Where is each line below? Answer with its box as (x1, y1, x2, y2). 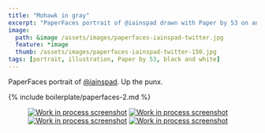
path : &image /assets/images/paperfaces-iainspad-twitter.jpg (15, 33, 224, 42)
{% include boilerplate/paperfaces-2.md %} (8, 92, 151, 102)
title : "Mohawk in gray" (8, 11, 90, 20)
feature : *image (15, 41, 69, 49)
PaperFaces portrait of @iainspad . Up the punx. (8, 76, 163, 87)
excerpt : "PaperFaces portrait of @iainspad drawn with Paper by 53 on (8, 19, 248, 27)
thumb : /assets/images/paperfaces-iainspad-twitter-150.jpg (15, 48, 217, 56)
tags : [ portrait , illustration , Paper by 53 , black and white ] (8, 56, 221, 64)
